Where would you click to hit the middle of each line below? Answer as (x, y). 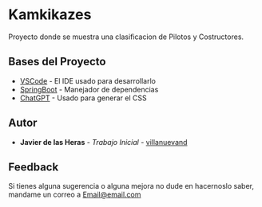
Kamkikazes (50, 15)
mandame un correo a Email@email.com (75, 195)
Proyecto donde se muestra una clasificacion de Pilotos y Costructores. (126, 37)
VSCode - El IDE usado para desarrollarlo (87, 80)
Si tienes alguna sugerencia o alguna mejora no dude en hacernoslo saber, (131, 186)
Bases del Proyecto (57, 62)
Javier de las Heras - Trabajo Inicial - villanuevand (103, 142)
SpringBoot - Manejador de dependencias (89, 89)
